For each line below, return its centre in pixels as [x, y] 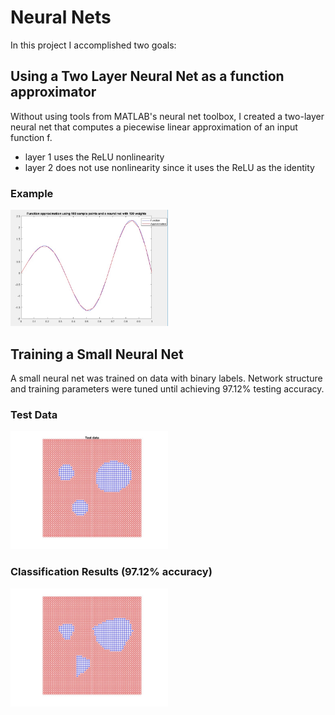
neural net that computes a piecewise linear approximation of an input [154, 127]
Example [32, 193]
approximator [53, 92]
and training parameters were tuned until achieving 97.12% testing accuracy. [167, 388]
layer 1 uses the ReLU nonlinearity [94, 157]
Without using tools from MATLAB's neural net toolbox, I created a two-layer [167, 116]
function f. [31, 137]
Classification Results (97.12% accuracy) [111, 572]
